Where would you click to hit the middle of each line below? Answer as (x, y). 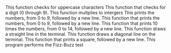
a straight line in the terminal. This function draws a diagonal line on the (80, 34)
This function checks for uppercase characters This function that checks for (86, 7)
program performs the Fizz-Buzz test (44, 45)
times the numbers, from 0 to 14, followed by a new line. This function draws (86, 29)
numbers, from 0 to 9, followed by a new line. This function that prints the (82, 18)
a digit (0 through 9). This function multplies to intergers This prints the (80, 13)
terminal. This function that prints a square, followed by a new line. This (80, 39)
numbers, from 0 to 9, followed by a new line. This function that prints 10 (81, 23)
